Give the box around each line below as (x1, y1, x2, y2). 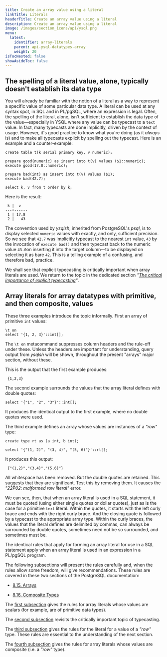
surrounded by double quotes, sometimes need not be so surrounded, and (5, 526, 159, 532)
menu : (5, 30, 16, 35)
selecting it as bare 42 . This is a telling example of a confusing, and (5, 252, 143, 258)
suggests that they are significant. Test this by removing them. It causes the (5, 480, 161, 486)
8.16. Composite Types (12, 592, 59, 598)
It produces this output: (5, 456, 53, 462)
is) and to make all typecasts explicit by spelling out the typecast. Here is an (5, 135, 162, 141)
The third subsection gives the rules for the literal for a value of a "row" (5, 626, 151, 632)
